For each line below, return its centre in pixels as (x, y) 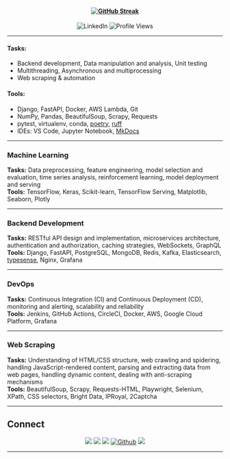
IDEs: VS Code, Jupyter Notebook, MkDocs (78, 131)
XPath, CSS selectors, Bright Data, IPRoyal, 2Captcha (82, 396)
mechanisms (25, 382)
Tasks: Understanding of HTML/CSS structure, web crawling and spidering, (114, 360)
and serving (24, 184)
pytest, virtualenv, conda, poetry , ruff (69, 123)
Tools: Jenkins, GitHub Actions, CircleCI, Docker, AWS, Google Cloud (105, 314)
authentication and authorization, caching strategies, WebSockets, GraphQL (114, 245)
